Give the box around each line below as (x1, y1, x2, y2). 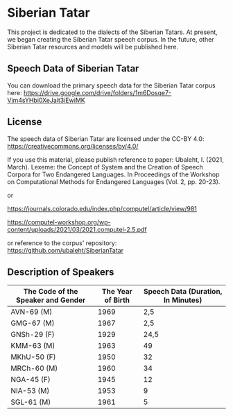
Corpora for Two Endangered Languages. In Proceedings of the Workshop (7, 170, 220, 178)
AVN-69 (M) (10, 307, 53, 317)
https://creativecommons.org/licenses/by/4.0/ (7, 142, 139, 150)
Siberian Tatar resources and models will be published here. (7, 42, 179, 51)
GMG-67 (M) (10, 318, 55, 328)
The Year (101, 287, 133, 297)
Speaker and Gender (16, 295, 86, 305)
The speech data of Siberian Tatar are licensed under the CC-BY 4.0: (7, 134, 205, 143)
